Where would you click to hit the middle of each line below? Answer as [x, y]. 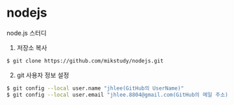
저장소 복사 [32, 47]
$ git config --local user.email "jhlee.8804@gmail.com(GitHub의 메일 [110, 95]
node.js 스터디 [27, 33]
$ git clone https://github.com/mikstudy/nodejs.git [85, 60]
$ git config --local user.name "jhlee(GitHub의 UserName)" [95, 88]
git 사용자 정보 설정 [43, 75]
